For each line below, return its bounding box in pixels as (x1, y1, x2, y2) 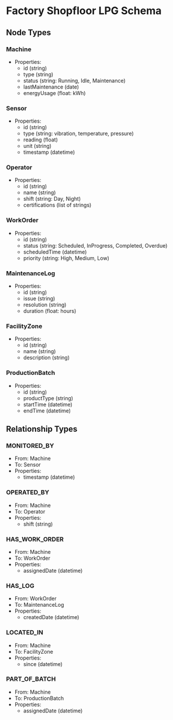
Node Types (6, 28, 51, 38)
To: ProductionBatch (14, 694, 64, 702)
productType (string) (23, 394, 74, 401)
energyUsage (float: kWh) (23, 89, 86, 96)
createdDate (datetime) (23, 614, 79, 621)
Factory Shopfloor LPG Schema (6, 4, 162, 18)
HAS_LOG (6, 582, 34, 590)
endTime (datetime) (23, 407, 71, 414)
